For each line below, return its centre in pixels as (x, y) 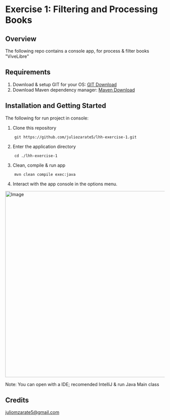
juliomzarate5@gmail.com (32, 412)
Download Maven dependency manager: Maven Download (74, 90)
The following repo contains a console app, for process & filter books (77, 51)
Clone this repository (34, 128)
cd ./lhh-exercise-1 (36, 156)
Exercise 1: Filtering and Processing (81, 9)
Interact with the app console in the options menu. (65, 184)
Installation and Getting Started (56, 106)
